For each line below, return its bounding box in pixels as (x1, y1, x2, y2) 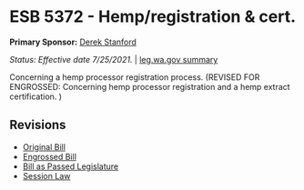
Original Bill (22, 141, 66, 152)
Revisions (9, 117, 66, 133)
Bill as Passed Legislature (22, 161, 119, 172)
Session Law (22, 170, 71, 181)
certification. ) (9, 91, 62, 102)
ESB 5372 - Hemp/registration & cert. (9, 6, 297, 27)
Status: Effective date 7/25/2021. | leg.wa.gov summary (9, 54, 218, 65)
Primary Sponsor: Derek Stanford (9, 36, 137, 47)
